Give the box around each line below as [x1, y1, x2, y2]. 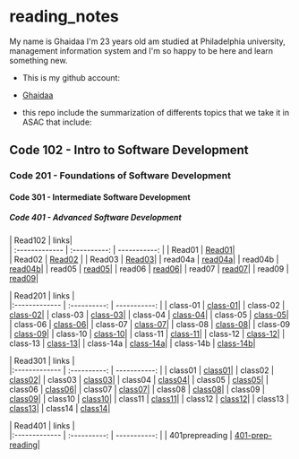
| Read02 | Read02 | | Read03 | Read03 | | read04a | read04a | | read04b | [9, 254, 279, 264]
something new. [9, 55, 68, 65]
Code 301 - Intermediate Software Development [9, 191, 191, 203]
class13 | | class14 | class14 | [9, 403, 111, 413]
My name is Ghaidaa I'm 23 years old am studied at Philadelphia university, [9, 36, 286, 47]
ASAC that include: [21, 117, 92, 127]
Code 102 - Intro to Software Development [9, 143, 249, 158]
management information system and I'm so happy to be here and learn [9, 45, 274, 56]
